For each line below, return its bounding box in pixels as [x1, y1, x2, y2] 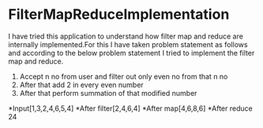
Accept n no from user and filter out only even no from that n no [19, 71, 228, 81]
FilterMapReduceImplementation [8, 5, 230, 24]
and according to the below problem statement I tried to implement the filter [8, 48, 255, 57]
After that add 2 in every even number [19, 80, 144, 90]
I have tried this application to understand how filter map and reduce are [8, 31, 243, 41]
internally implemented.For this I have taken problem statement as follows [8, 39, 248, 49]
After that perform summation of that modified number [19, 88, 197, 97]
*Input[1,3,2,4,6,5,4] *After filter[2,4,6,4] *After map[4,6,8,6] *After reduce [8, 104, 253, 113]
